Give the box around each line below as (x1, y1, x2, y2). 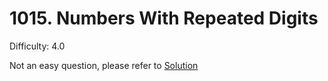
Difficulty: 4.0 (9, 40, 66, 52)
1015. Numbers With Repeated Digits (9, 7, 319, 30)
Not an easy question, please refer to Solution (9, 59, 199, 71)
